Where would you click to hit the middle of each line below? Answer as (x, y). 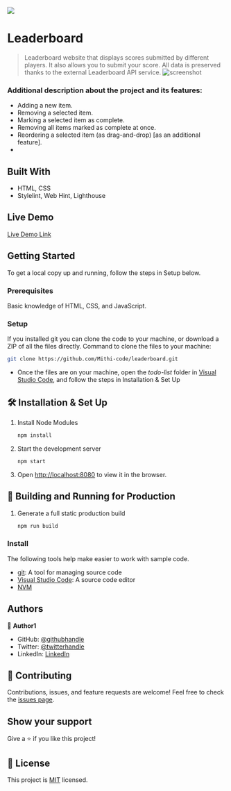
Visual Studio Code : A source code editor (76, 579)
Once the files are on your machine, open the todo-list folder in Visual (117, 372)
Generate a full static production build (71, 513)
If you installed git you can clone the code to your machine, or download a (113, 339)
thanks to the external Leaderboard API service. (93, 72)
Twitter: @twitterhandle (51, 647)
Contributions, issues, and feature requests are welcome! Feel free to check (115, 692)
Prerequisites (30, 290)
